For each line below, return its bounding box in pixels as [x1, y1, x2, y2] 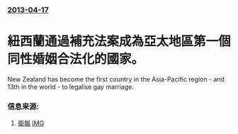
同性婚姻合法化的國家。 [7, 51, 144, 67]
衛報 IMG [17, 119, 45, 128]
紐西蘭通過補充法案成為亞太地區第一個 [7, 33, 232, 50]
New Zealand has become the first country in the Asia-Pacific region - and [7, 74, 225, 83]
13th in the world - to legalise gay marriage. [7, 82, 135, 91]
